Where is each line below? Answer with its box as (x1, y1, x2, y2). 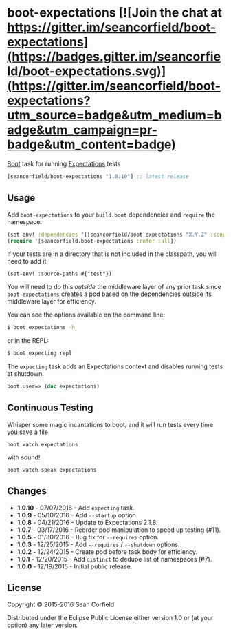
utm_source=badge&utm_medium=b (7, 108, 222, 123)
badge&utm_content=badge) (7, 137, 177, 152)
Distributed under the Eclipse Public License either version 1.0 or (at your (7, 614, 214, 622)
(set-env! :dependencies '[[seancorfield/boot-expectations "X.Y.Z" (7, 231, 208, 238)
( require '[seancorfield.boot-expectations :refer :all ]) (7, 237, 177, 244)
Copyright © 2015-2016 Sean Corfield (7, 600, 115, 608)
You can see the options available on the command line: (7, 310, 166, 319)
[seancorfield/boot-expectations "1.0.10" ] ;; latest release (7, 172, 189, 180)
